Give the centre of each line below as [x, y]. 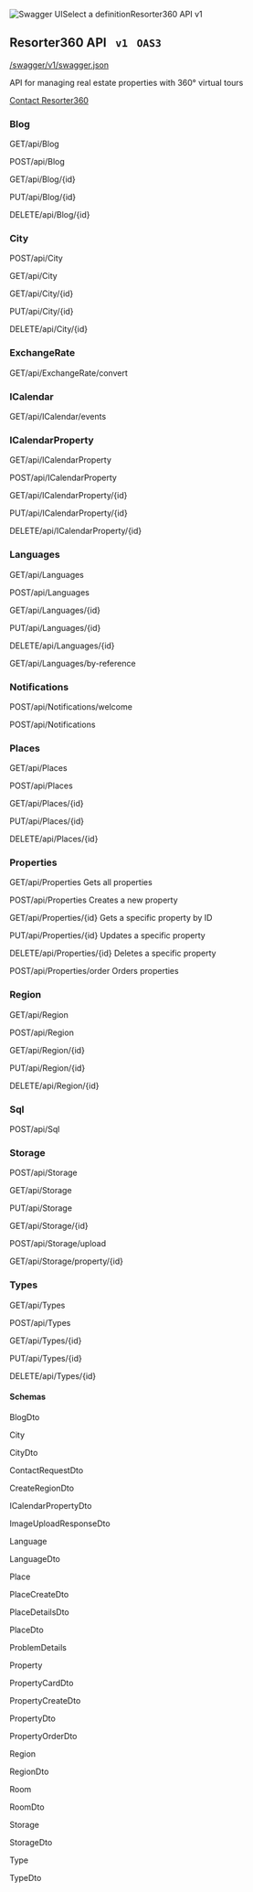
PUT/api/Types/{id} [46, 1358]
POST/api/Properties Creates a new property [94, 900]
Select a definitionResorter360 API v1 [132, 14]
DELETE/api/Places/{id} [54, 839]
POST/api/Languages [49, 592]
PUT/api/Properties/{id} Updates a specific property [107, 935]
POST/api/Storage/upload [58, 1244]
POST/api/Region [42, 1032]
